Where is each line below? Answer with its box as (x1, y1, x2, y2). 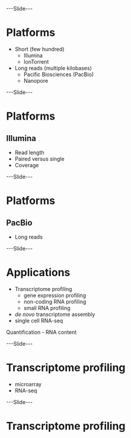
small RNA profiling (23, 304, 71, 311)
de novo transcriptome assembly (14, 311, 95, 318)
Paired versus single (14, 155, 65, 162)
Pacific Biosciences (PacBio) (23, 71, 94, 78)
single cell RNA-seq (14, 317, 63, 324)
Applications (6, 266, 71, 279)
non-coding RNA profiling (23, 298, 87, 305)
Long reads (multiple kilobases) (14, 64, 92, 71)
